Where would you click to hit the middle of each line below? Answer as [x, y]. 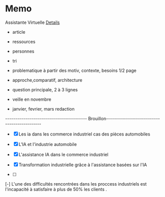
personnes [23, 51]
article [19, 32]
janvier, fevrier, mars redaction [43, 109]
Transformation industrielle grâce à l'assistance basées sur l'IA [83, 165]
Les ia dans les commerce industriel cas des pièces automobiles [84, 134]
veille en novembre [32, 99]
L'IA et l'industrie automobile [48, 144]
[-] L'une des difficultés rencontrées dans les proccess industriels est [76, 184]
